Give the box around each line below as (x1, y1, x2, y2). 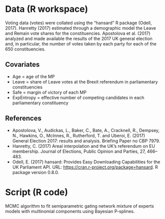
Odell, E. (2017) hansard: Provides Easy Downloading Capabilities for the (12, 159, 161, 165)
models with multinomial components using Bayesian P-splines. (5, 208, 135, 214)
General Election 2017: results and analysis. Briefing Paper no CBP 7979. (12, 137, 161, 144)
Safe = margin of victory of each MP (12, 89, 87, 95)
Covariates (5, 60, 40, 69)
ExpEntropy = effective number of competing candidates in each (12, 94, 145, 100)
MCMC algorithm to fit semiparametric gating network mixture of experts (5, 203, 155, 209)
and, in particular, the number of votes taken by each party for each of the (5, 41, 157, 46)
